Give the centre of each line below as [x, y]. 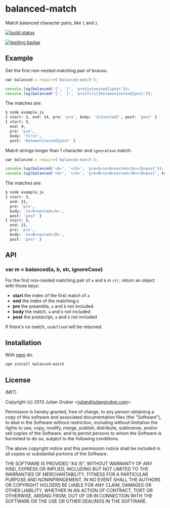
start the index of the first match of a [51, 296]
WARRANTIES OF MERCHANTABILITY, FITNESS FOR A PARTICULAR [77, 474]
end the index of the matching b [46, 301]
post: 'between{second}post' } [43, 141]
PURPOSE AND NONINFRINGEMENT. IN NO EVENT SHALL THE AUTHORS [83, 479]
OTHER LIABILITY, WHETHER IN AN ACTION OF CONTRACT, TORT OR [79, 490]
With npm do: [19, 355]
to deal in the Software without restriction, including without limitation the [81, 422]
